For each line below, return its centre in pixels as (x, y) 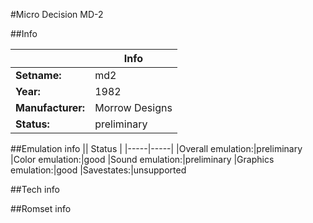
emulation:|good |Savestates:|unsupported (98, 170)
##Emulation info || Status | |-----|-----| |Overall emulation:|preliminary (156, 148)
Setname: (38, 75)
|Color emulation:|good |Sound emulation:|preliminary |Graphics (142, 159)
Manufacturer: (50, 107)
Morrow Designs (133, 107)
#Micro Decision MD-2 (57, 14)
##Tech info (35, 189)
